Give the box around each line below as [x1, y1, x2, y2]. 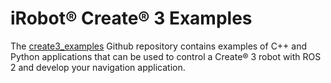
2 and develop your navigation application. [10, 61, 186, 73]
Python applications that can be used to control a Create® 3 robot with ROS [10, 50, 322, 62]
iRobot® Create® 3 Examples [10, 7, 253, 30]
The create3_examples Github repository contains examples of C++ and [10, 40, 308, 52]
